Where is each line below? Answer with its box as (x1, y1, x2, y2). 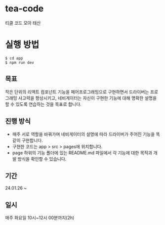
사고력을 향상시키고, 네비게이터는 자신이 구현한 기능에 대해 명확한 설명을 (18, 95, 157, 101)
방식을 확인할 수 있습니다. (17, 156, 67, 162)
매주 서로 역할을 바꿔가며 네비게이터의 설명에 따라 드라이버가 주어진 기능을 (12, 131, 155, 137)
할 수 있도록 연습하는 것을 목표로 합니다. (5, 101, 82, 107)
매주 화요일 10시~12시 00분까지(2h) (5, 215, 75, 221)
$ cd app (5, 55, 23, 61)
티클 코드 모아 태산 (5, 20, 41, 26)
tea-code (5, 3, 44, 14)
